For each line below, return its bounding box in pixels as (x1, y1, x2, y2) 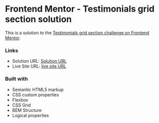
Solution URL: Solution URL (12, 58, 67, 64)
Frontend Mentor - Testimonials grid (5, 3, 155, 15)
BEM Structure (12, 107, 42, 113)
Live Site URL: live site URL (12, 63, 67, 69)
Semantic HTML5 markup (12, 87, 64, 92)
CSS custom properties (12, 91, 60, 98)
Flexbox (12, 97, 28, 103)
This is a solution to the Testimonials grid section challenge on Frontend (5, 30, 150, 35)
